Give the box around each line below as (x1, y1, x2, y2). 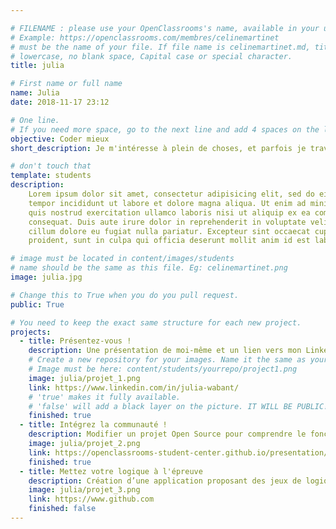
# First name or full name (10, 79, 123, 89)
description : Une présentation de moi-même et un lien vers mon (28, 346, 302, 356)
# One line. (10, 115, 60, 125)
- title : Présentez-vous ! (19, 336, 132, 346)
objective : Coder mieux (10, 134, 110, 144)
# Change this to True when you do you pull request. (10, 290, 240, 300)
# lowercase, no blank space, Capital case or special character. (10, 51, 293, 61)
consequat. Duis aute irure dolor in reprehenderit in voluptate (28, 217, 307, 227)
